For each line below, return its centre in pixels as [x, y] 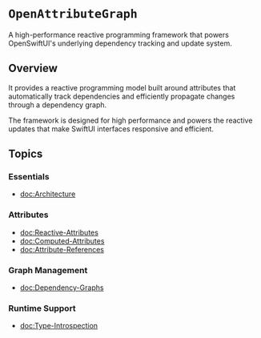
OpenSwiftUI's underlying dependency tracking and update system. [120, 43]
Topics [26, 154]
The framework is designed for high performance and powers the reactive [130, 120]
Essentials [29, 177]
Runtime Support [42, 308]
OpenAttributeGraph [73, 14]
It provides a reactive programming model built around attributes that [122, 87]
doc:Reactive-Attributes [59, 232]
